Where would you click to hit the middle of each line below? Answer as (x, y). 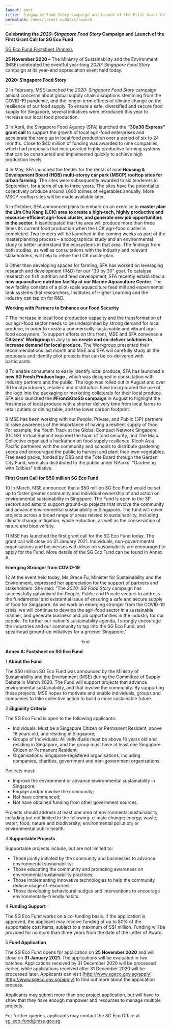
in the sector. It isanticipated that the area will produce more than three (80, 223)
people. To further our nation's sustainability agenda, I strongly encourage (83, 621)
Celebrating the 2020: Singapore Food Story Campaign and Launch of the (85, 34)
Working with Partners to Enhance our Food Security (62, 308)
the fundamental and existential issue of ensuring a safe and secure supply (84, 599)
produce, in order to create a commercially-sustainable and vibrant (75, 329)
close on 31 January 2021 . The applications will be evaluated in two (76, 958)
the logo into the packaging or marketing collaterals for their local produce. (84, 393)
